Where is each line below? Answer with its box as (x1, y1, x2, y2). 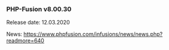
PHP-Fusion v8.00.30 (6, 5, 72, 13)
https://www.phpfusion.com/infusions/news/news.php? (23, 30, 163, 38)
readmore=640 (6, 37, 44, 45)
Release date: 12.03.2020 (6, 19, 70, 26)
